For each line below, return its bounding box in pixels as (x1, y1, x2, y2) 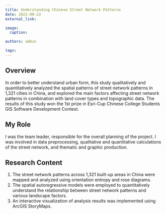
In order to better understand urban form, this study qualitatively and (5, 79, 146, 85)
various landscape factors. (12, 193, 67, 199)
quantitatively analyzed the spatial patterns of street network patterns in (5, 85, 153, 91)
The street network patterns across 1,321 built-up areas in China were (12, 172, 155, 178)
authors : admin (5, 39, 37, 44)
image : (5, 25, 19, 30)
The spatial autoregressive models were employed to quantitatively (12, 182, 150, 188)
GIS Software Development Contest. (5, 106, 80, 112)
